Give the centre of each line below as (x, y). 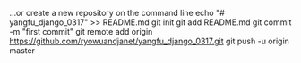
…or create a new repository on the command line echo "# (117, 13)
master (22, 51)
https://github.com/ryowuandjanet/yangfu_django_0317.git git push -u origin (149, 41)
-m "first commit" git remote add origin (81, 31)
